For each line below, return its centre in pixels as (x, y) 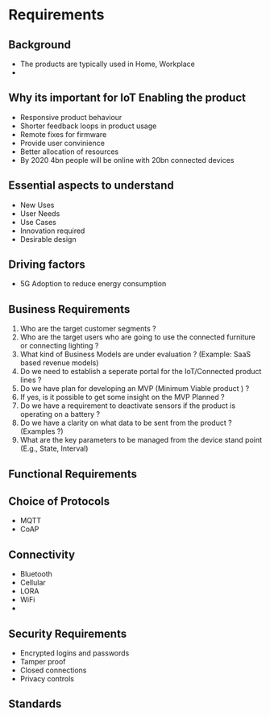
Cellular (33, 583)
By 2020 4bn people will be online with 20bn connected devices (127, 160)
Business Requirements (69, 309)
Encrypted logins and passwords (75, 653)
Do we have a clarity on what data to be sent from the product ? (126, 423)
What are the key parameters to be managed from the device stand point (141, 440)
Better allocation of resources (69, 152)
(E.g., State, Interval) (54, 448)
